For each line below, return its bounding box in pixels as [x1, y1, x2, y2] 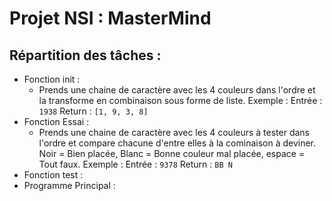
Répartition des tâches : [9, 47, 162, 64]
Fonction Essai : [23, 116, 90, 127]
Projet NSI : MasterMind [9, 7, 212, 30]
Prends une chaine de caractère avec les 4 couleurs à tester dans [38, 127, 311, 138]
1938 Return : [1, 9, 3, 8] [38, 105, 149, 117]
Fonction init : [23, 73, 81, 85]
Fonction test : [23, 169, 84, 181]
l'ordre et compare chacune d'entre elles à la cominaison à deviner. [38, 137, 317, 149]
